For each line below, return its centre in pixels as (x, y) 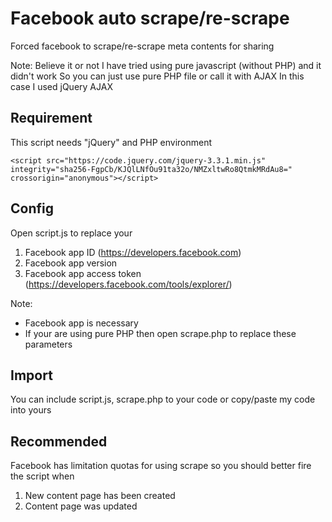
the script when (42, 476)
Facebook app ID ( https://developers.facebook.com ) (133, 252)
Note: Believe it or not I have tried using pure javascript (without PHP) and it (166, 65)
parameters (48, 344)
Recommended (59, 441)
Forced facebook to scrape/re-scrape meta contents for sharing (142, 46)
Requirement (51, 118)
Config (32, 208)
